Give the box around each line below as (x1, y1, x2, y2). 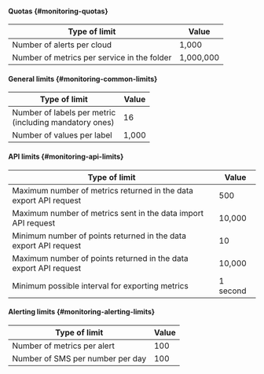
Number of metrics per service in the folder (12, 52, 172, 63)
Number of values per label (12, 130, 112, 141)
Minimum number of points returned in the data (12, 230, 187, 241)
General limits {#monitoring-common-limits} (8, 74, 158, 83)
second (218, 285, 247, 296)
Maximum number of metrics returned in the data (12, 185, 194, 196)
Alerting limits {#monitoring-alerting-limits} (8, 307, 156, 317)
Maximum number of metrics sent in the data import (12, 207, 204, 218)
